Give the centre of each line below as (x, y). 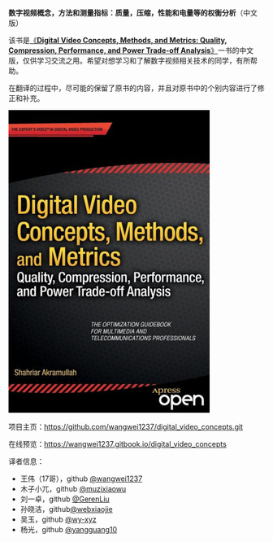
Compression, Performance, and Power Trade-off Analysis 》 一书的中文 (131, 50)
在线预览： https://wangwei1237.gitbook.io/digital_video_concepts (118, 444)
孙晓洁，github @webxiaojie (66, 509)
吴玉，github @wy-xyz (58, 519)
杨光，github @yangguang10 (69, 529)
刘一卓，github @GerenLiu (65, 499)
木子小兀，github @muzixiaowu (73, 489)
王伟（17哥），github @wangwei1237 (81, 479)
